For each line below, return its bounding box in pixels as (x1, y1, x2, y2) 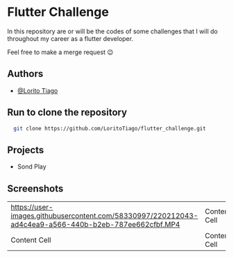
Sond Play (17, 162, 46, 171)
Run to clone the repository (7, 107, 128, 119)
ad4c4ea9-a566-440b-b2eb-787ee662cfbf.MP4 (10, 220, 180, 230)
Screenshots (7, 182, 64, 194)
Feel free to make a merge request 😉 (7, 48, 114, 56)
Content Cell (10, 235, 51, 245)
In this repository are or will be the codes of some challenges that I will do (7, 27, 218, 35)
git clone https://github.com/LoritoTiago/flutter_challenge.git (13, 125, 207, 132)
